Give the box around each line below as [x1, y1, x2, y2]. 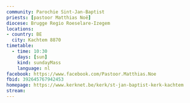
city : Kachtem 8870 [12, 37, 62, 43]
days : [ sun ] [17, 54, 47, 60]
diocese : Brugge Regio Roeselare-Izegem [6, 20, 111, 26]
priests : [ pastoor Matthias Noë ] [6, 15, 91, 21]
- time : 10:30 [12, 48, 47, 55]
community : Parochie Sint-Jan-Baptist [6, 8, 105, 15]
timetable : [6, 43, 34, 49]
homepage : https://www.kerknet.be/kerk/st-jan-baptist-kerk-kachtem [6, 82, 184, 88]
